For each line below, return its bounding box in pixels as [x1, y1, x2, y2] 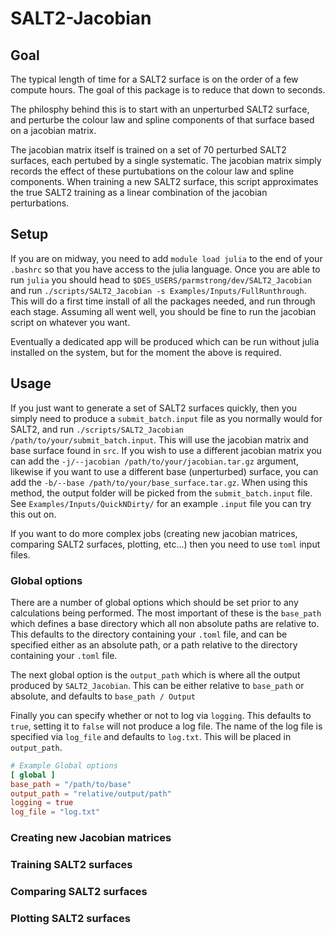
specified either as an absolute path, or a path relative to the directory [10, 638, 298, 651]
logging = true [10, 798, 74, 808]
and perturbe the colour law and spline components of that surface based [10, 114, 315, 126]
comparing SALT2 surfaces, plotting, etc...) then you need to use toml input [10, 538, 321, 550]
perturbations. [10, 197, 70, 209]
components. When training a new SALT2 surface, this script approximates [10, 176, 319, 187]
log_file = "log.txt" [10, 807, 101, 817]
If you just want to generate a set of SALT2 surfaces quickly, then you [10, 402, 298, 414]
